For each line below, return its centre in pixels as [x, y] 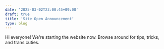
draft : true [17, 14]
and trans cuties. [22, 43]
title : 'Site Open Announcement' [40, 19]
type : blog [16, 23]
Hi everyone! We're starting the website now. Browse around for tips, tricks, [82, 37]
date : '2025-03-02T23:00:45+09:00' [42, 10]
